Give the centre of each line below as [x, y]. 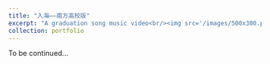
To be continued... [38, 54]
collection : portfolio [46, 30]
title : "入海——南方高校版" [49, 16]
